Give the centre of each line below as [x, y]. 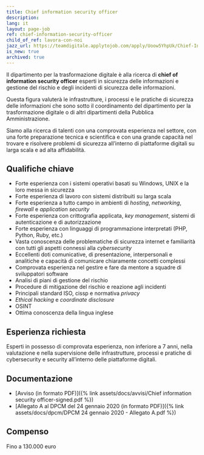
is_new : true [23, 52]
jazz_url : [19, 46]
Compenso [28, 432]
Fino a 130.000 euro [31, 446]
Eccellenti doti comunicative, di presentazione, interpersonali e [94, 255]
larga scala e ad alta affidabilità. [46, 150]
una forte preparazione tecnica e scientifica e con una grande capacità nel [100, 137]
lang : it [17, 23]
